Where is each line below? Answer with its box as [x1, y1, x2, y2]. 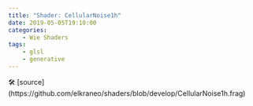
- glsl [22, 48, 44, 56]
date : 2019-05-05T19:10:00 [8, 19, 97, 27]
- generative [22, 56, 65, 64]
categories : [8, 26, 47, 34]
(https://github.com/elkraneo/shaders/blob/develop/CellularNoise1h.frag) [8, 88, 246, 98]
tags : [8, 41, 26, 49]
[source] [17, 77, 45, 86]
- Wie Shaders [22, 33, 69, 42]
